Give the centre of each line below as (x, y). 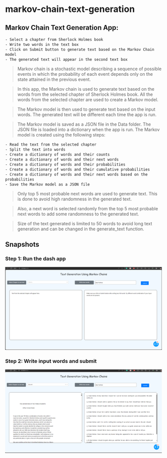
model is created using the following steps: (61, 135)
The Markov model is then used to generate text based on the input (86, 109)
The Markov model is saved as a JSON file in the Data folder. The (84, 124)
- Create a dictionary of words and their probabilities (65, 164)
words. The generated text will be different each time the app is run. (87, 115)
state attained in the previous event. (54, 79)
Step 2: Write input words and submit (51, 361)
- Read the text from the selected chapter (51, 145)
